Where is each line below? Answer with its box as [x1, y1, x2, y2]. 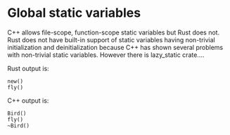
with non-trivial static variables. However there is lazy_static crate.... [7, 51, 205, 59]
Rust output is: [7, 64, 49, 72]
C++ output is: [7, 96, 49, 105]
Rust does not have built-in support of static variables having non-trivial [7, 35, 216, 44]
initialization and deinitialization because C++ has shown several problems [7, 43, 224, 51]
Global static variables [7, 5, 141, 21]
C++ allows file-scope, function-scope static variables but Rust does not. [7, 28, 220, 37]
